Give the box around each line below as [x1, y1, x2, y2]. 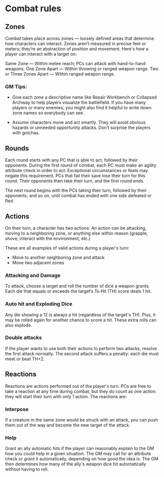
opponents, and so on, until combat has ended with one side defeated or [5, 193, 152, 199]
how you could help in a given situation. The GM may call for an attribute [5, 451, 151, 456]
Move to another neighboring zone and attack [12, 254, 105, 260]
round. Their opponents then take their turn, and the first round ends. [5, 178, 144, 184]
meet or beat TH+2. [5, 356, 45, 362]
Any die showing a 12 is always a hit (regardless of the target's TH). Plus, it [5, 312, 156, 318]
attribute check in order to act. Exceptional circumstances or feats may [5, 168, 148, 174]
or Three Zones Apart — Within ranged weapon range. [5, 71, 115, 76]
